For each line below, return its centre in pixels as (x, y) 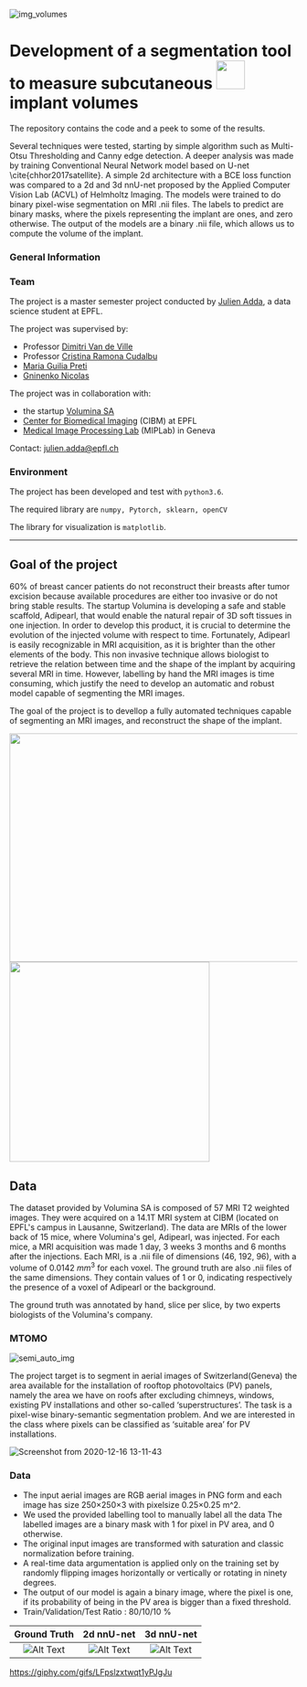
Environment (39, 472)
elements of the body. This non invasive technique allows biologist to (139, 654)
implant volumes (74, 103)
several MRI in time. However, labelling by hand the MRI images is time (142, 674)
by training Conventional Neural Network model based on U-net (129, 165)
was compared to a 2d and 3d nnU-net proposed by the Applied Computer (150, 185)
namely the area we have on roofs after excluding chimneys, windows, (142, 1395)
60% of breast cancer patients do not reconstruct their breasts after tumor (150, 587)
